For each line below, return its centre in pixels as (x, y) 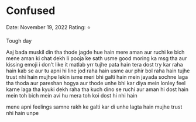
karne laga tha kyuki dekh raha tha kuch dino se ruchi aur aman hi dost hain (97, 89)
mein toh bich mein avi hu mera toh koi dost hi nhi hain (72, 95)
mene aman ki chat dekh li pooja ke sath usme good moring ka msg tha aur (97, 58)
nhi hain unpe (23, 113)
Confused (31, 11)
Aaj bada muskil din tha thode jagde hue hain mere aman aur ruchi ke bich (95, 52)
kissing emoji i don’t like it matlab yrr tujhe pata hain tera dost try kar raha (94, 64)
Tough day (19, 41)
